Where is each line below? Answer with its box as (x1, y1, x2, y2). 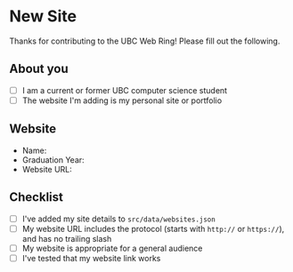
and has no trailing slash (21, 233, 112, 244)
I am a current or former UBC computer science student (21, 84, 228, 95)
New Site (9, 6, 77, 27)
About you (9, 61, 69, 76)
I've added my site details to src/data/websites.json (21, 213, 216, 224)
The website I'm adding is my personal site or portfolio (21, 95, 223, 106)
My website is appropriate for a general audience (21, 243, 203, 253)
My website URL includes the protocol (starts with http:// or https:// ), (21, 223, 285, 234)
